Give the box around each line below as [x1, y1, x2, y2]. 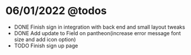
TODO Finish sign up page [14, 42, 78, 49]
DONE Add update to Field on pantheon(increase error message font [14, 29, 181, 36]
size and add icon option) [14, 36, 76, 43]
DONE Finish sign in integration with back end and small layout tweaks [14, 23, 185, 30]
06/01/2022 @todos [5, 4, 107, 18]
